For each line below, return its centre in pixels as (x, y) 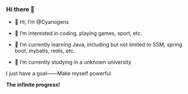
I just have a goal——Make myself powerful (59, 74)
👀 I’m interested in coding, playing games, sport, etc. (78, 33)
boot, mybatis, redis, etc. (45, 51)
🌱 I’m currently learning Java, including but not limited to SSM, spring (98, 45)
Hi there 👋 (21, 9)
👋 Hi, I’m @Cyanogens (42, 22)
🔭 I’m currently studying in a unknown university (73, 62)
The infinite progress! (33, 85)
